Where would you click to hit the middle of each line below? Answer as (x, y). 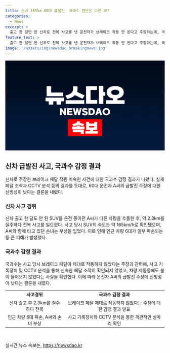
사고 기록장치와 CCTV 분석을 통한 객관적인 (110, 317)
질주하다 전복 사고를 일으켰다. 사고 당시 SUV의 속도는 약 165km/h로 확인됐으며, (83, 225)
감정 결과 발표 (117, 309)
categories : (18, 16)
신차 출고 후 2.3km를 (30, 303)
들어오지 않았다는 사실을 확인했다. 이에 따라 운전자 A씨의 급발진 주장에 (79, 276)
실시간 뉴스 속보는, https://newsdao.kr (44, 345)
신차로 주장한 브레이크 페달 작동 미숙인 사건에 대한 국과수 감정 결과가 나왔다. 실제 (85, 179)
